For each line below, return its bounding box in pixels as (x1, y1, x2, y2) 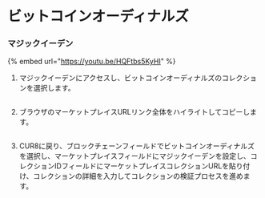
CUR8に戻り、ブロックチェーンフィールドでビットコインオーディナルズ (18, 141, 255, 151)
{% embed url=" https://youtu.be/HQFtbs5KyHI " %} (7, 57, 177, 67)
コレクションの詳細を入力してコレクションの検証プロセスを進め (33, 172, 243, 181)
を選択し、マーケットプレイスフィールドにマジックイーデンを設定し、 (18, 152, 251, 161)
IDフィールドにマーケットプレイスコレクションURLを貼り (54, 161, 243, 171)
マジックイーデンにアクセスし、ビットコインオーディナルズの (18, 73, 223, 83)
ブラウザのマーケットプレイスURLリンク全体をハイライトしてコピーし (18, 107, 251, 117)
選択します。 (33, 83, 75, 93)
